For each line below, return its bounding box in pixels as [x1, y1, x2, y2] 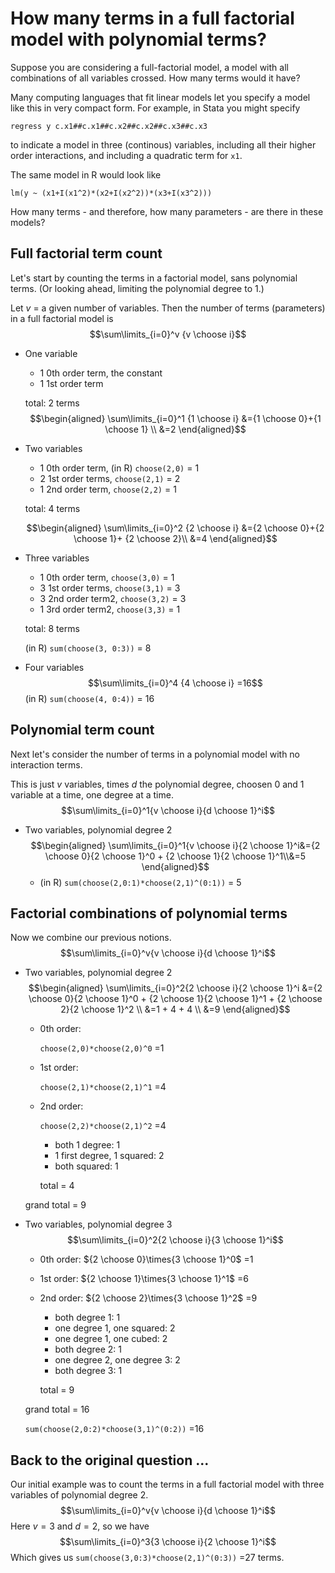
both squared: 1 [54, 1160, 119, 1172]
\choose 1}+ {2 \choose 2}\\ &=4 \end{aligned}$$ [73, 532, 278, 544]
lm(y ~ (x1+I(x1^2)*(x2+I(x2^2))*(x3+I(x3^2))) [10, 188, 213, 198]
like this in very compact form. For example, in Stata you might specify [10, 102, 301, 114]
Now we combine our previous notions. [10, 932, 172, 944]
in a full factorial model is [10, 312, 114, 324]
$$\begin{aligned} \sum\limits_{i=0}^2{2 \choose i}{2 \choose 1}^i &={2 [28, 982, 323, 994]
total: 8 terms [24, 622, 80, 634]
